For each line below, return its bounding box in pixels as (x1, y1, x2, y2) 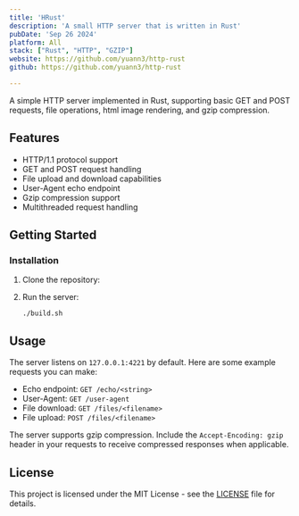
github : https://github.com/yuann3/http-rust (9, 63, 181, 72)
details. (9, 498, 37, 509)
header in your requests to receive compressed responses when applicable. (9, 439, 289, 450)
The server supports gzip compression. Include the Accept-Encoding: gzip (9, 429, 284, 440)
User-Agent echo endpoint (21, 182, 120, 193)
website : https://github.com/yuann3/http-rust (9, 54, 186, 63)
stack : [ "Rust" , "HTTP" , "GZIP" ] (9, 46, 134, 55)
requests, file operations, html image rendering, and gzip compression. (9, 104, 270, 115)
